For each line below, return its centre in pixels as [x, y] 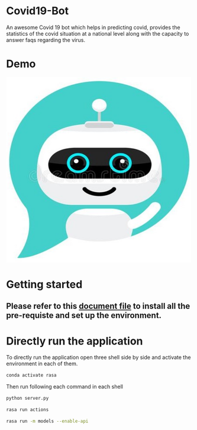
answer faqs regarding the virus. [46, 40]
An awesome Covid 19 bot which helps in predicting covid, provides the [93, 27]
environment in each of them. [42, 364]
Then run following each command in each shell [64, 387]
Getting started [44, 284]
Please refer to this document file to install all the [98, 306]
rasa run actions [28, 410]
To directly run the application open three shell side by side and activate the [98, 358]
